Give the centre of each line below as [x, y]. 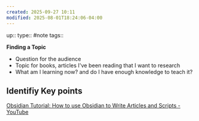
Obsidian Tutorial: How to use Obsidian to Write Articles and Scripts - [93, 106]
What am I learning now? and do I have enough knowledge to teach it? [104, 71]
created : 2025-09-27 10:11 [41, 12]
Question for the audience [48, 59]
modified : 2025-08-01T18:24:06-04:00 [54, 18]
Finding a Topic [26, 47]
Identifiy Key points [44, 91]
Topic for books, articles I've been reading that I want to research [98, 65]
